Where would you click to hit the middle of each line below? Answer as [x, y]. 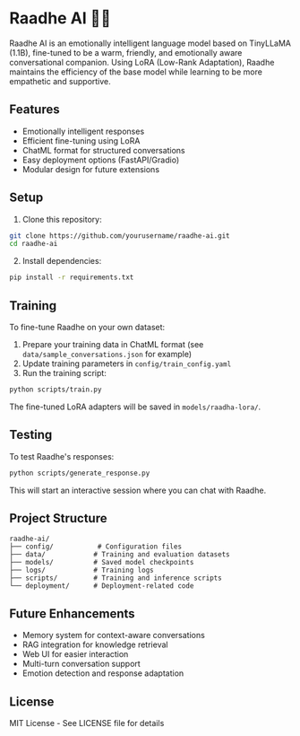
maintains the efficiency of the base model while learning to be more [136, 72]
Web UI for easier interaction [75, 654]
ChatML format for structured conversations [103, 150]
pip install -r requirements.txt [72, 277]
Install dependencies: [62, 261]
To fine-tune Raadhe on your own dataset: [87, 327]
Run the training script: [64, 373]
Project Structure [58, 518]
